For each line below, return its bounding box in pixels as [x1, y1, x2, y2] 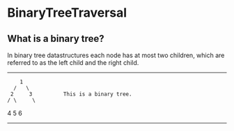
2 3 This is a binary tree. [10, 91, 132, 98]
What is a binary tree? [7, 33, 104, 45]
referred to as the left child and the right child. [7, 59, 139, 67]
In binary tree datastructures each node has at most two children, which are [7, 51, 225, 59]
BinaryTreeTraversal [7, 5, 127, 21]
